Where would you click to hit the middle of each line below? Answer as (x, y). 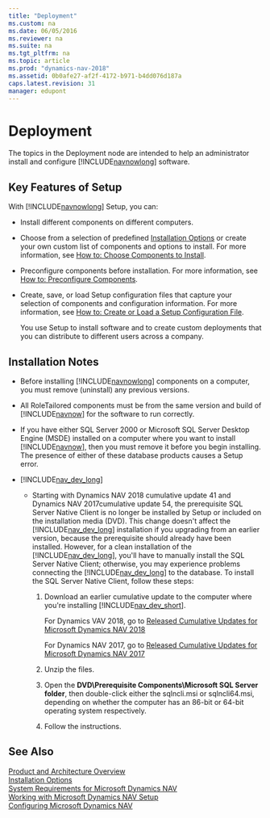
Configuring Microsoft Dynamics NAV (71, 805)
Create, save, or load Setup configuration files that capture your (126, 295)
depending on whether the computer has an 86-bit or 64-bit (144, 702)
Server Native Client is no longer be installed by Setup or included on (147, 512)
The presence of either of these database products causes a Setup (131, 455)
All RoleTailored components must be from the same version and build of (141, 405)
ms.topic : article (39, 61)
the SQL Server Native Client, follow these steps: (113, 581)
